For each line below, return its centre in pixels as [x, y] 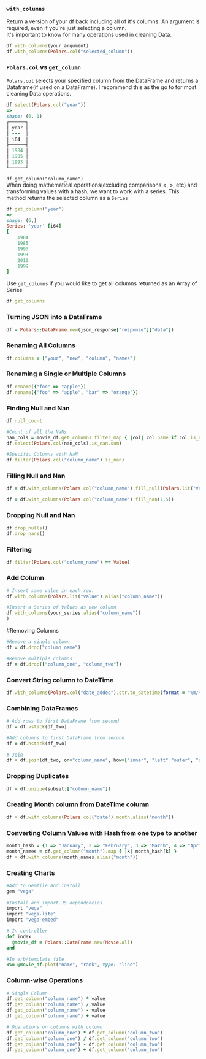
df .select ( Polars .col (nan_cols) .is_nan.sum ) [64, 443]
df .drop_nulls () [27, 528]
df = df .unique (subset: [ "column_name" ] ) [59, 789]
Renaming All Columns [41, 345]
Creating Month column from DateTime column [78, 804]
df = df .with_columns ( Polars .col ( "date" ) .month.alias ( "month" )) [90, 817]
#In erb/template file [35, 959]
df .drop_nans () [26, 534]
